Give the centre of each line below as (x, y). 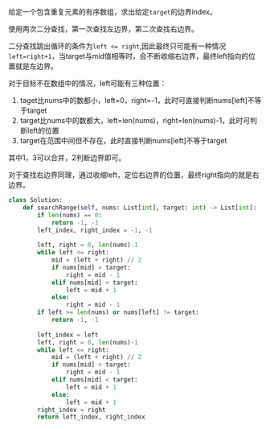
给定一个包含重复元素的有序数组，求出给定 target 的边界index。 (112, 12)
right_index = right (72, 410)
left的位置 (43, 130)
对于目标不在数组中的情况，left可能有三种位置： (88, 83)
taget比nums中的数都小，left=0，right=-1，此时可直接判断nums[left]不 (137, 100)
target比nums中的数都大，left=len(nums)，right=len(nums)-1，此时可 (135, 120)
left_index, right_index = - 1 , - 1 (95, 230)
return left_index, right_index (92, 417)
